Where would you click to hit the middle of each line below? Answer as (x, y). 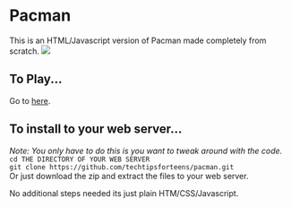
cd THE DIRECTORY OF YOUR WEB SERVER (80, 159)
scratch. (25, 51)
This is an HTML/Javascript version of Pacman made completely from (138, 40)
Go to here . (30, 100)
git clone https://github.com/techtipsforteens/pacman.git (122, 167)
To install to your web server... (96, 129)
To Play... (36, 79)
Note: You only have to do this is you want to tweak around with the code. (146, 151)
